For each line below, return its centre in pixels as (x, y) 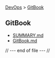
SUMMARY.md (28, 35)
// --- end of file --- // (28, 50)
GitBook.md (25, 40)
